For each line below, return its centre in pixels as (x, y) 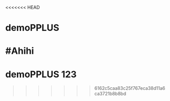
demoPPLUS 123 (41, 74)
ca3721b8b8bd (110, 94)
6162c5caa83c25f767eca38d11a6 (130, 88)
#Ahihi (20, 51)
